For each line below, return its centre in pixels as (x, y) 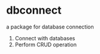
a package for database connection (50, 27)
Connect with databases (45, 38)
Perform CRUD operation (46, 45)
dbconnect (34, 10)
